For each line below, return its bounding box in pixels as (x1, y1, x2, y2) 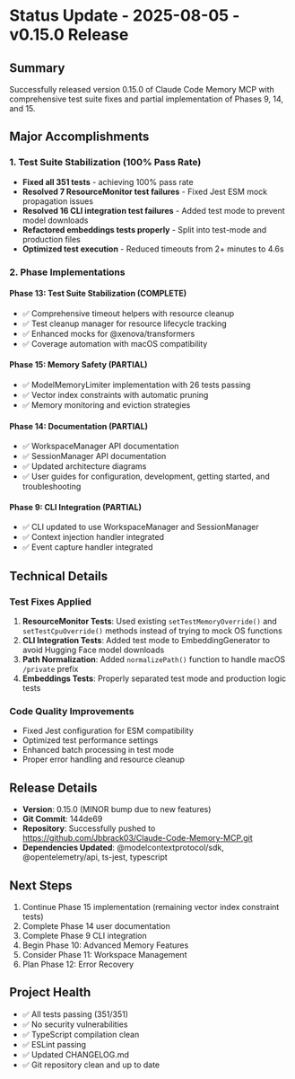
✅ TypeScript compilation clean (22, 1029, 140, 1039)
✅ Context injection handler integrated (22, 532, 164, 543)
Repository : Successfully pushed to (22, 823, 156, 834)
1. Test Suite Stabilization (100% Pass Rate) (9, 156, 202, 169)
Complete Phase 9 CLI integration (22, 931, 148, 942)
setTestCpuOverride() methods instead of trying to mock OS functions (22, 625, 282, 636)
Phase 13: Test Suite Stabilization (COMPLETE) (9, 288, 187, 299)
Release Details (9, 780, 98, 795)
